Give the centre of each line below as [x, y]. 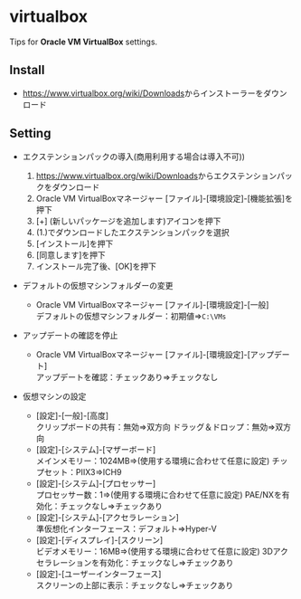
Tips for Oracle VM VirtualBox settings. [84, 42]
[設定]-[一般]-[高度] [72, 415]
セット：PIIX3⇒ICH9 [83, 471]
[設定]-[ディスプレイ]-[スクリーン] [99, 539]
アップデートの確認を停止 [70, 335]
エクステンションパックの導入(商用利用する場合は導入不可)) [134, 157]
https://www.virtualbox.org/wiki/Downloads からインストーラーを [143, 93]
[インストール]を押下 [75, 243]
